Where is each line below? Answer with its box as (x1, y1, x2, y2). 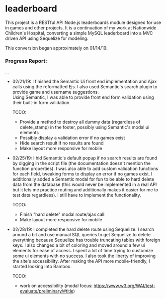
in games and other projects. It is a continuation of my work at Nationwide (5, 24, 157, 30)
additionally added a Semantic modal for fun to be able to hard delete (12, 176, 155, 182)
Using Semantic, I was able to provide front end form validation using (12, 94, 154, 100)
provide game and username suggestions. (12, 89, 99, 95)
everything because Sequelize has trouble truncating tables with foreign (12, 237, 161, 243)
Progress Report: (5, 57, 47, 64)
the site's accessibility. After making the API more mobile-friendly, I (12, 258, 150, 264)
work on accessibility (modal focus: (19, 283, 93, 289)
